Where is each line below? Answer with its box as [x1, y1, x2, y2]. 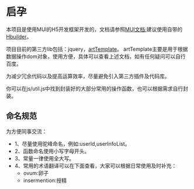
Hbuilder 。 [6, 33, 32, 40]
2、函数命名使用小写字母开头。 [14, 147, 90, 154]
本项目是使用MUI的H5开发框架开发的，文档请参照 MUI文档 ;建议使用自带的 [6, 26, 183, 33]
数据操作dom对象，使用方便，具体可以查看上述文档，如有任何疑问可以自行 [6, 53, 186, 60]
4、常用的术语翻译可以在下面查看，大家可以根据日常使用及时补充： [14, 162, 177, 169]
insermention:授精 [23, 177, 67, 184]
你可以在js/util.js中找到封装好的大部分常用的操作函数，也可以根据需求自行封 [6, 85, 189, 92]
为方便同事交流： [6, 128, 47, 135]
